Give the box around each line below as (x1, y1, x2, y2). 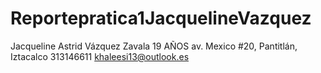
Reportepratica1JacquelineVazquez (10, 7, 312, 30)
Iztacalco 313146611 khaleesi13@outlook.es (10, 50, 190, 62)
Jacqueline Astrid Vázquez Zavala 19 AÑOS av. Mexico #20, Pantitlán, (10, 40, 298, 52)
